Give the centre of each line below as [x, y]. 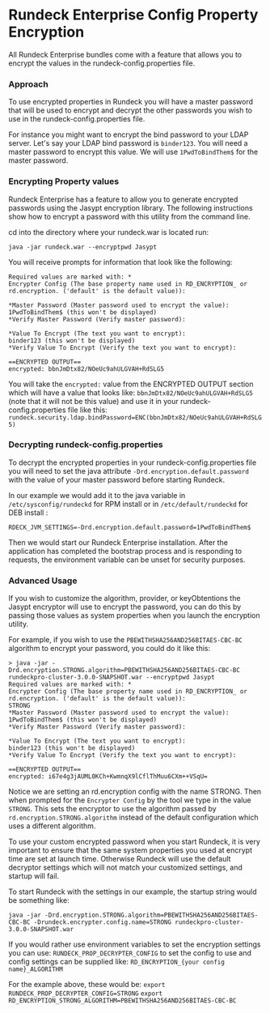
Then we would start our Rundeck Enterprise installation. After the [118, 542]
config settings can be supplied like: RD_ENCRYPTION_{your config [116, 962]
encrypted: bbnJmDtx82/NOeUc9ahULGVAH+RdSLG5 [86, 369]
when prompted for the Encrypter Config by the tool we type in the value [130, 800]
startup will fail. [34, 876]
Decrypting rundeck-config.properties [86, 445]
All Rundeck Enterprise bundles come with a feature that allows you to [125, 54]
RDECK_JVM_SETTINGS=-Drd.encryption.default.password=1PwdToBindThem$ [130, 527]
